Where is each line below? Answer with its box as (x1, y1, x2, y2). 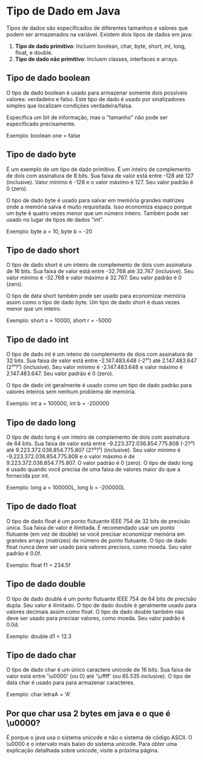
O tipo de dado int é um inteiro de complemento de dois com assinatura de (6, 350, 193, 358)
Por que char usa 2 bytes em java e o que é (6, 708, 171, 719)
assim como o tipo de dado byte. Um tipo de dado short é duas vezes (6, 299, 180, 306)
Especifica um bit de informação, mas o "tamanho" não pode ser (6, 113, 168, 121)
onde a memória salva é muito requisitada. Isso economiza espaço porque (6, 203, 192, 210)
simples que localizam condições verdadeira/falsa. (6, 102, 133, 109)
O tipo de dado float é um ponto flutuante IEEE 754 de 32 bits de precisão (6, 517, 191, 525)
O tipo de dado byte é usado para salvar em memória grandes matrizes (6, 196, 184, 204)
